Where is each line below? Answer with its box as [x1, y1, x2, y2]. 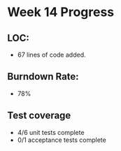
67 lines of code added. [17, 50, 86, 59]
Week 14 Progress [7, 4, 115, 20]
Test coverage [7, 110, 71, 122]
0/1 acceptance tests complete [17, 136, 106, 144]
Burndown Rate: [7, 71, 79, 82]
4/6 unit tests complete [17, 128, 85, 136]
